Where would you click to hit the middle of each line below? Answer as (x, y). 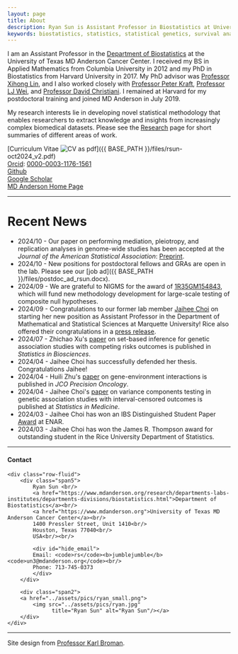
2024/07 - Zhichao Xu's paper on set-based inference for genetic (114, 339)
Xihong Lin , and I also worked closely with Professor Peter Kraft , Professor (116, 84)
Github (17, 171)
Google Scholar (30, 179)
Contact (19, 459)
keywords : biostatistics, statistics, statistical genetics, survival (114, 34)
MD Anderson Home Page (45, 187)
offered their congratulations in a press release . (87, 332)
